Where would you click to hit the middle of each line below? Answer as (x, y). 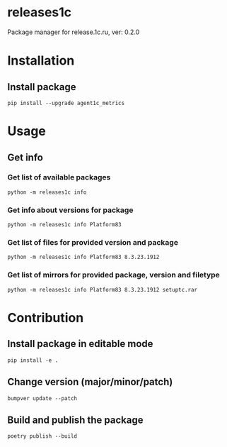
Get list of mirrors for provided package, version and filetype (114, 275)
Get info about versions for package (70, 210)
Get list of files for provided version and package (93, 243)
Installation (41, 61)
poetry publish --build (42, 436)
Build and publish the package (75, 420)
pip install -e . (33, 360)
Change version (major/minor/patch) (90, 382)
